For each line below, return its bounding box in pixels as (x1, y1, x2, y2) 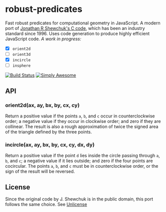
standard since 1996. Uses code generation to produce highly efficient (5, 30, 150, 36)
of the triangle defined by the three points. (5, 128, 92, 135)
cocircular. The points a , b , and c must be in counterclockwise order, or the (5, 163, 159, 169)
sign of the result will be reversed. (5, 168, 75, 175)
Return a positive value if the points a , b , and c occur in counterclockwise (5, 113, 156, 119)
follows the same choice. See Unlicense (5, 201, 87, 207)
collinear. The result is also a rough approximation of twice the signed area (5, 123, 159, 129)
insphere (12, 63, 31, 68)
